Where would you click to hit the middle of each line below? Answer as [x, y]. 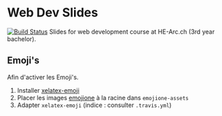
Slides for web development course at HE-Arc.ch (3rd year [132, 32]
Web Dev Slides [52, 13]
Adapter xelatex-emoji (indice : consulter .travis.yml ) [94, 105]
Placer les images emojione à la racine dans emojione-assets [103, 97]
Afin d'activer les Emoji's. [43, 77]
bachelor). [22, 38]
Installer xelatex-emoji [48, 90]
